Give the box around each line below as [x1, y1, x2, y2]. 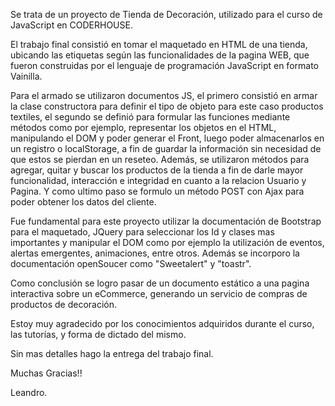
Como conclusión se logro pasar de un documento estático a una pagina [10, 277, 310, 289]
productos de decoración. [10, 299, 118, 310]
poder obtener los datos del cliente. [10, 196, 157, 208]
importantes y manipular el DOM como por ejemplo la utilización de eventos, [10, 237, 325, 248]
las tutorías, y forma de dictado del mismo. [10, 329, 187, 340]
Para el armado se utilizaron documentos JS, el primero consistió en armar [10, 90, 318, 101]
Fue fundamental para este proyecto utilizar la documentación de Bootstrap [10, 215, 322, 227]
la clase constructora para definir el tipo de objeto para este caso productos [10, 100, 324, 112]
